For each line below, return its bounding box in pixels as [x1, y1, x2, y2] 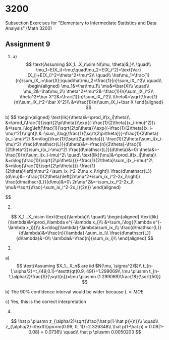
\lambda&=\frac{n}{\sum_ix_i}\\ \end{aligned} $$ [52, 235, 154, 241]
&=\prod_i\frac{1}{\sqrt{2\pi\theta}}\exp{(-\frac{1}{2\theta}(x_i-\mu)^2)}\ [5, 120, 155, 126]
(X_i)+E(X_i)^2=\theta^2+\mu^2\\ [27, 72, 95, 78]
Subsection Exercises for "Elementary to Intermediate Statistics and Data [5, 20, 157, 26]
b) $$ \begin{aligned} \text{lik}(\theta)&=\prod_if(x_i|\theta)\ [5, 114, 130, 120]
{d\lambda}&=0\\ [16, 235, 51, 241]
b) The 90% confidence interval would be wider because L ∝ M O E [5, 288, 144, 294]
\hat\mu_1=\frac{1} [112, 72, 150, 78]
